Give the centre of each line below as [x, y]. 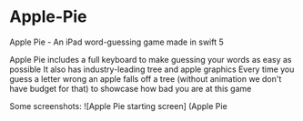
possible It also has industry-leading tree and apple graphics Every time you [152, 69]
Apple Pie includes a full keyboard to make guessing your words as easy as [151, 59]
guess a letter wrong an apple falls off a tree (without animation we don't [146, 78]
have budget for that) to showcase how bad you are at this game [131, 88]
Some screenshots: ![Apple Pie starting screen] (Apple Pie [118, 106]
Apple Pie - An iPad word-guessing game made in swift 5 [117, 42]
